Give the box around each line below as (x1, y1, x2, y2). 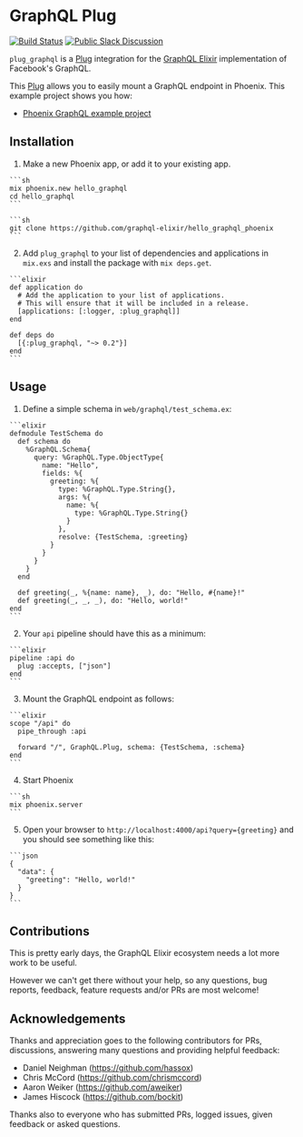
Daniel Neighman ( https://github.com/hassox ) (22, 1062, 194, 1073)
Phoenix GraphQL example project (22, 107, 151, 118)
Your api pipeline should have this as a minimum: (22, 628, 206, 639)
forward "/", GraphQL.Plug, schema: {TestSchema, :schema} (17, 742, 246, 751)
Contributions (9, 923, 90, 939)
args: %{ (57, 492, 92, 501)
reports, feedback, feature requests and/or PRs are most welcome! (9, 984, 259, 996)
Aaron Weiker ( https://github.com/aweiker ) (22, 1082, 183, 1092)
